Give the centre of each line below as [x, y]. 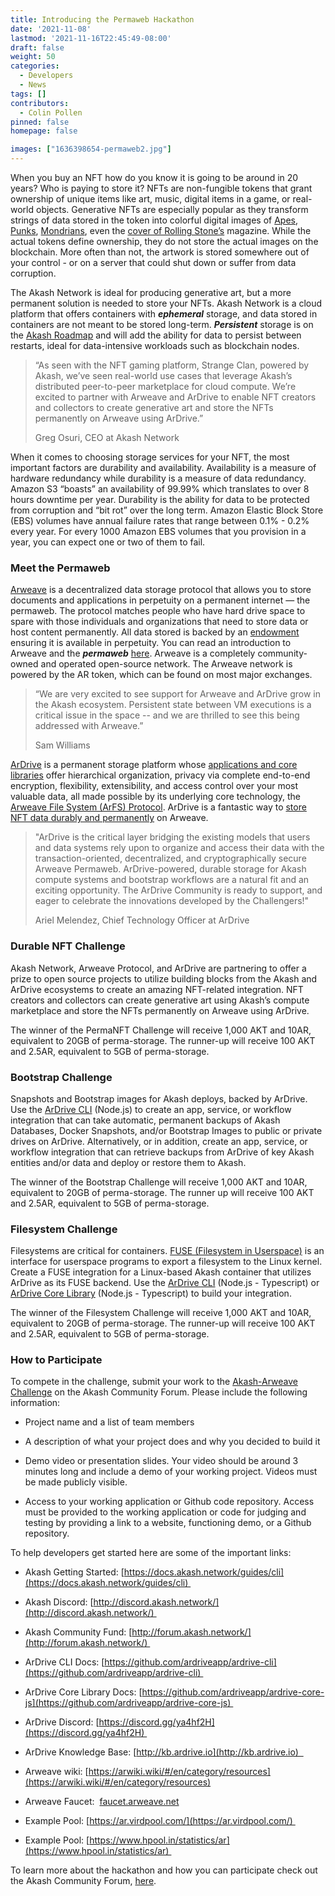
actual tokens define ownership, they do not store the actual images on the [164, 241]
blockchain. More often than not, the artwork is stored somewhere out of [160, 252]
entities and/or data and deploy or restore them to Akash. [128, 1162]
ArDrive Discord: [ [62, 1722]
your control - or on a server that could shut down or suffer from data [153, 262]
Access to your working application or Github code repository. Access [169, 1502]
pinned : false [40, 122]
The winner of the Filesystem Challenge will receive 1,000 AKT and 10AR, [161, 1313]
